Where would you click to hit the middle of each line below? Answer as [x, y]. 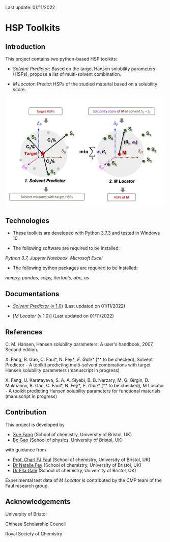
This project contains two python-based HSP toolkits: [61, 59]
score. [19, 89]
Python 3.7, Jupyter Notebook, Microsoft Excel [54, 258]
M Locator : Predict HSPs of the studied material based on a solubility [85, 84]
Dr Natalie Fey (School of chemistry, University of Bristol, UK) [77, 465]
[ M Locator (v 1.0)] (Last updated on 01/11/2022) [63, 316]
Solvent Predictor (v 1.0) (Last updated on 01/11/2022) [69, 306]
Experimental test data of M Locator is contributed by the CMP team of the [83, 480]
